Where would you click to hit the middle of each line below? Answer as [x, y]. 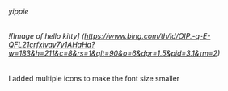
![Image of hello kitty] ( [46, 36]
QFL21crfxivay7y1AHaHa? [52, 45]
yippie [19, 11]
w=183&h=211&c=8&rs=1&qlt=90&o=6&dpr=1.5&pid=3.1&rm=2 [113, 53]
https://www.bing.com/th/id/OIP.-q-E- [147, 36]
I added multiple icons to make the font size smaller [94, 78]
